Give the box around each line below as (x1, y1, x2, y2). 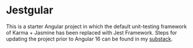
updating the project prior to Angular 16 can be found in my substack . (6, 35, 173, 42)
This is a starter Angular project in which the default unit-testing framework (6, 23, 187, 30)
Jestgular (6, 4, 54, 17)
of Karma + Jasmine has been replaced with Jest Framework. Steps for (6, 29, 177, 36)
